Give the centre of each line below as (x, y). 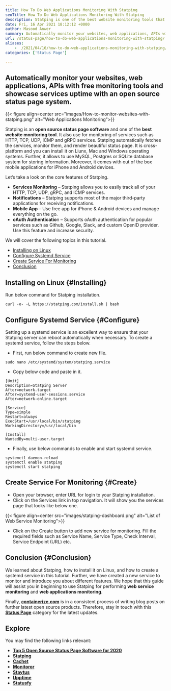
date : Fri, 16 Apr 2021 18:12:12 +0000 (48, 24)
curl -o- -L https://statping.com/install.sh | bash (62, 304)
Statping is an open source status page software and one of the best (79, 129)
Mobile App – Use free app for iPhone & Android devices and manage (86, 209)
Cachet (21, 661)
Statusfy (22, 683)
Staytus (21, 672)
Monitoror (23, 667)
